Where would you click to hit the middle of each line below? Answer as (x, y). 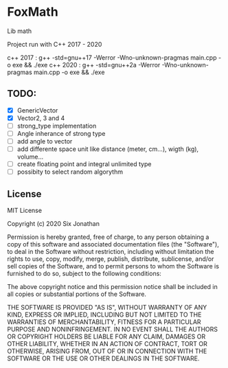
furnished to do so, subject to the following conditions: (84, 274)
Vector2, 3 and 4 (41, 118)
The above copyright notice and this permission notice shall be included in (112, 287)
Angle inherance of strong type (61, 133)
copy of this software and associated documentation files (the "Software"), (113, 244)
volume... (30, 157)
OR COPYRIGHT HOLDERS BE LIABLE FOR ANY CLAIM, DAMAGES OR (106, 336)
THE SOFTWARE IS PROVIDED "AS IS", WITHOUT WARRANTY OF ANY (107, 308)
